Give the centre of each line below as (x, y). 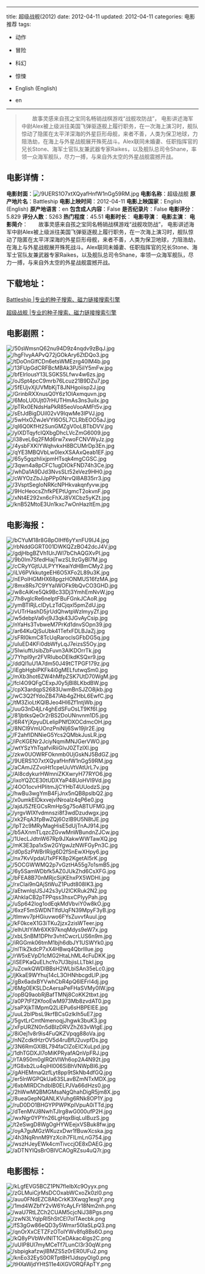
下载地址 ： (27, 284)
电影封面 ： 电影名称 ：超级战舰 (98, 194)
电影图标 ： (27, 1171)
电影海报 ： (27, 525)
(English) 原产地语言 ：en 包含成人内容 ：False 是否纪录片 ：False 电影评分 (98, 209)
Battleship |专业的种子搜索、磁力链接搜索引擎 (63, 299)
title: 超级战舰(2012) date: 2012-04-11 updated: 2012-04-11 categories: (95, 16)
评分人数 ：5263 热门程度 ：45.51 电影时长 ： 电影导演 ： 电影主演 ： (105, 216)
